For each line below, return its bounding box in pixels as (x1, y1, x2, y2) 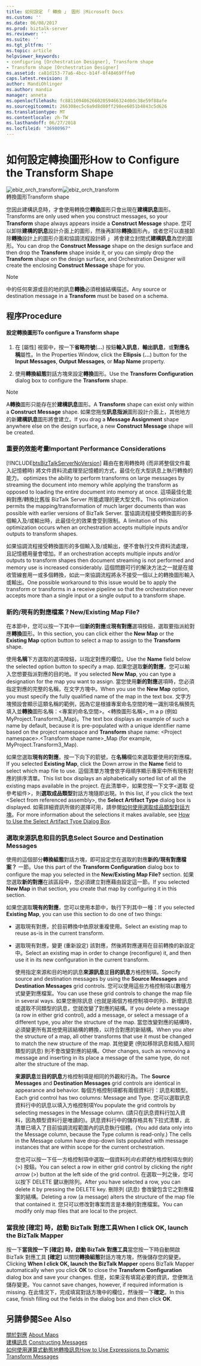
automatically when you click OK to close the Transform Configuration (6, 1266, 182, 1273)
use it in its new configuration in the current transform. (14, 956, 150, 963)
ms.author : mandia (6, 87, 52, 93)
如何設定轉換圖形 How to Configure (6, 153, 179, 167)
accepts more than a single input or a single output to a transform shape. (6, 592, 186, 599)
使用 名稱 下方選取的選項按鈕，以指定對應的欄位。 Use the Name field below (6, 656, 191, 663)
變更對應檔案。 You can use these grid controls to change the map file (20, 990, 193, 997)
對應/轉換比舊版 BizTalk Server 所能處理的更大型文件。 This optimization (11, 495, 188, 503)
